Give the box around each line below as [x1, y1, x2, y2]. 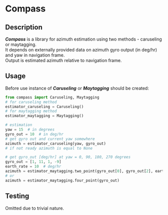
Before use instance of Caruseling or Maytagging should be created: [5, 85, 149, 91]
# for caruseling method [5, 99, 57, 104]
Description [5, 23, 42, 31]
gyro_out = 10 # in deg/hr [5, 131, 64, 136]
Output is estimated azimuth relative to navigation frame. [5, 57, 122, 63]
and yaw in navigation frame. [5, 52, 65, 58]
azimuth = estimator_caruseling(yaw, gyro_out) [5, 141, 106, 146]
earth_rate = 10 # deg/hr [5, 164, 61, 169]
